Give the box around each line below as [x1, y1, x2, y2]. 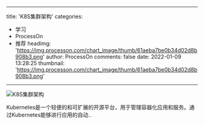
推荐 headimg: [15, 40, 52, 47]
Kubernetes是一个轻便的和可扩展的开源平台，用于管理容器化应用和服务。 [6, 104, 189, 111]
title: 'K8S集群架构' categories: [6, 13, 83, 20]
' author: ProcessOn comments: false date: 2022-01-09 [42, 53, 182, 60]
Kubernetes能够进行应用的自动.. [11, 111, 92, 119]
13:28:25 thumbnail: [15, 60, 65, 67]
